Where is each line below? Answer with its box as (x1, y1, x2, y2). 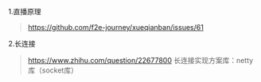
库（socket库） (27, 65, 78, 75)
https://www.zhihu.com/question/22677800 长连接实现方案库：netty (27, 56, 254, 65)
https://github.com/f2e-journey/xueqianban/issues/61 (27, 23, 205, 32)
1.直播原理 (8, 7, 41, 16)
